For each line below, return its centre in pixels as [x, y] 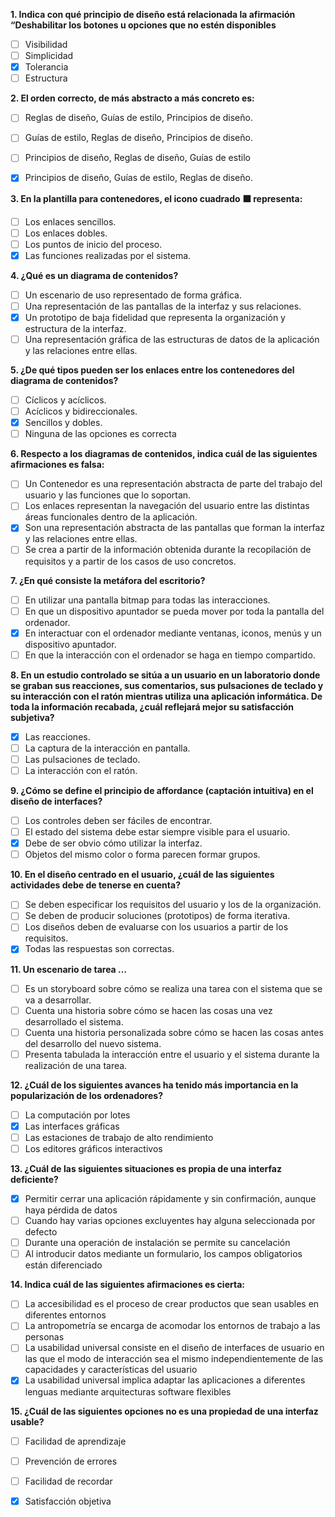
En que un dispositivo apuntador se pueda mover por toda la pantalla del [174, 611]
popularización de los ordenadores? [86, 1095]
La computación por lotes [77, 1115]
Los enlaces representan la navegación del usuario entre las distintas [167, 506]
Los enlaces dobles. [66, 233]
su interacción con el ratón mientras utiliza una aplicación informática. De [166, 696]
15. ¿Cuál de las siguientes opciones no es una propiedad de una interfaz [164, 1411]
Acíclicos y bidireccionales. [81, 411]
